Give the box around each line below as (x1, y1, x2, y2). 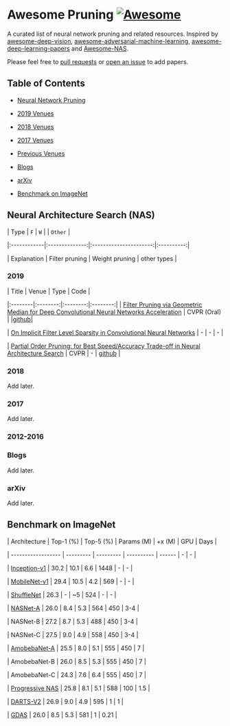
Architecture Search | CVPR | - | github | (7, 349, 121, 357)
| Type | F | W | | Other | (7, 227, 71, 236)
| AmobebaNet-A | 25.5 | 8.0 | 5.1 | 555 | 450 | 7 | (7, 644, 145, 652)
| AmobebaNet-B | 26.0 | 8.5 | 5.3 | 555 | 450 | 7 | (7, 657, 146, 665)
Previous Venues (16, 149, 65, 158)
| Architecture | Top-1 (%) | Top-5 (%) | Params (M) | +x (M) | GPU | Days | (7, 537, 218, 546)
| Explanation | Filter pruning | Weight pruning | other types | (7, 254, 177, 262)
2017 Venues (16, 136, 54, 144)
